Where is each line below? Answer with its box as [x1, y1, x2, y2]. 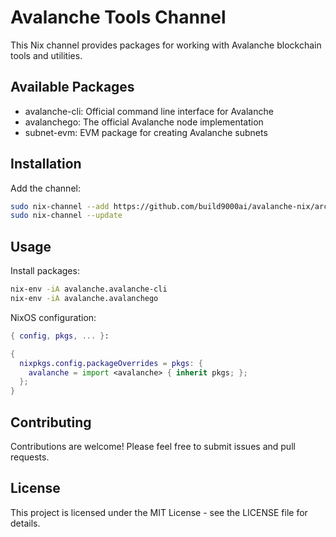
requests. [10, 451, 50, 463]
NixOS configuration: [10, 311, 97, 323]
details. [10, 517, 41, 529]
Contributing [10, 414, 92, 431]
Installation [10, 156, 82, 173]
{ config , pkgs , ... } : [10, 331, 110, 341]
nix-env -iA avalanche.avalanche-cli [10, 284, 168, 295]
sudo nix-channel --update [10, 211, 123, 221]
